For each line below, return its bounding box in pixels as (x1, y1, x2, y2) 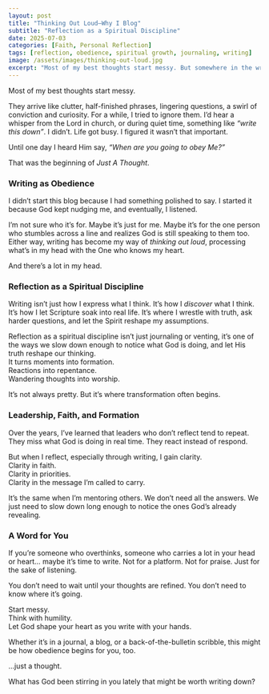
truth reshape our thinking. (8, 349, 96, 359)
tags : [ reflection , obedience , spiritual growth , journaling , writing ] (8, 49, 252, 57)
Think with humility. (8, 613, 73, 623)
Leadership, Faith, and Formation (8, 410, 140, 421)
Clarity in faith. (8, 460, 57, 470)
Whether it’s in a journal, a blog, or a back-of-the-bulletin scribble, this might (8, 637, 261, 647)
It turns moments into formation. (8, 357, 114, 367)
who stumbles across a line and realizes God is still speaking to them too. (8, 229, 251, 239)
